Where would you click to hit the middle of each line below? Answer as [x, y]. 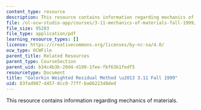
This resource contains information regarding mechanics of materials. [92, 100]
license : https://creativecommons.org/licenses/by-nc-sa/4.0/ [85, 45]
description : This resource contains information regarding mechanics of [100, 17]
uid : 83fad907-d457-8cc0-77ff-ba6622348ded [61, 84]
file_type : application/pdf [41, 34]
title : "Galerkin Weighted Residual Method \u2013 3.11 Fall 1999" [92, 78]
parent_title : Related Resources [48, 56]
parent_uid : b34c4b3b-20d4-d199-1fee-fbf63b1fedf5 [71, 67]
